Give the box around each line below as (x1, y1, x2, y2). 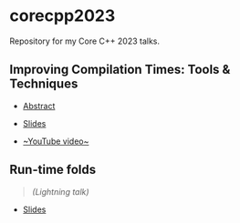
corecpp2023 (9, 5, 116, 26)
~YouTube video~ (22, 136, 89, 147)
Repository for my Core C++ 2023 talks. (9, 35, 161, 46)
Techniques (9, 76, 78, 92)
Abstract (22, 100, 56, 111)
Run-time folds (9, 162, 97, 177)
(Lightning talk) (31, 186, 89, 197)
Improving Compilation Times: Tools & (9, 62, 231, 77)
